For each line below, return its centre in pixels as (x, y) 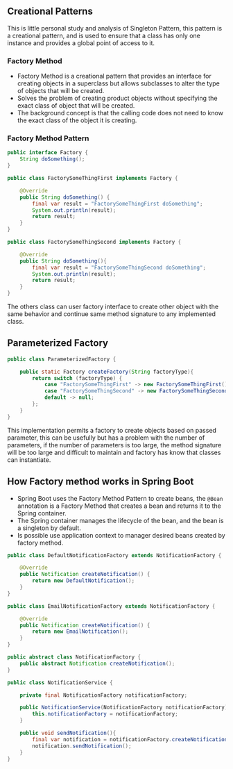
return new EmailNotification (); (80, 631)
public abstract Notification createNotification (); (97, 663)
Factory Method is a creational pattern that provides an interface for (114, 76)
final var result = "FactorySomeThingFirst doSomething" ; (118, 204)
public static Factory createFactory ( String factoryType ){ (107, 372)
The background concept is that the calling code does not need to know (120, 113)
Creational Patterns (50, 11)
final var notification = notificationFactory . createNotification (130, 739)
